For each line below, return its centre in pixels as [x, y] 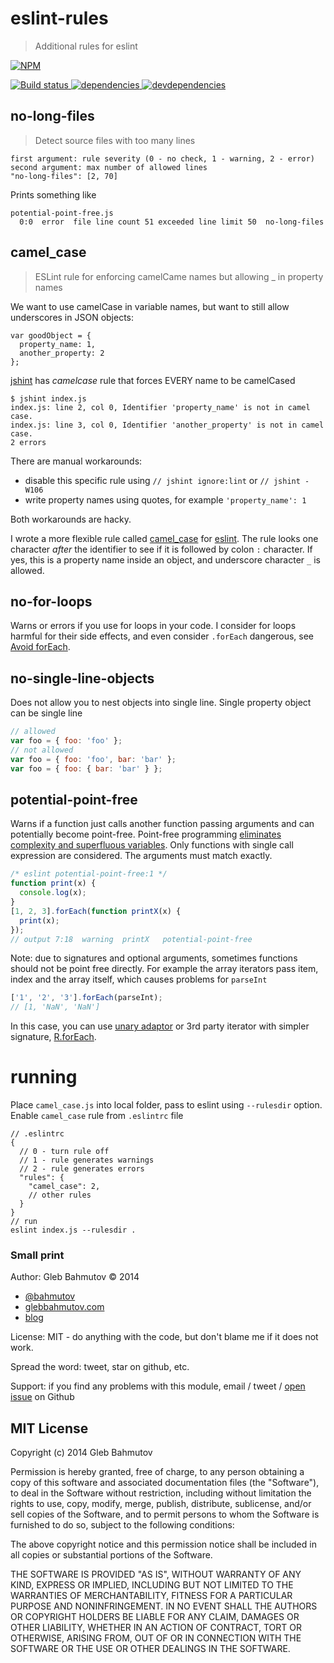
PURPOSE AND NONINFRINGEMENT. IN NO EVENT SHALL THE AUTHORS [164, 1606]
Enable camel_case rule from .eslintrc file [97, 1116]
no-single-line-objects [82, 678]
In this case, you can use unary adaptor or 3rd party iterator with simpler [160, 1026]
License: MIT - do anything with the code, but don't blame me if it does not [164, 1337]
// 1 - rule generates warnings [87, 1160]
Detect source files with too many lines [115, 140]
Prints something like [53, 194]
